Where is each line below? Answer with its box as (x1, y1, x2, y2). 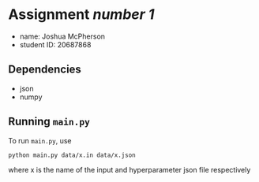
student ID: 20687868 (19, 39, 92, 49)
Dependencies (8, 63, 81, 76)
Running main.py (8, 115, 91, 128)
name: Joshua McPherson (19, 32, 105, 41)
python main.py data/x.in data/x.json (8, 151, 136, 159)
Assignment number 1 (8, 6, 155, 24)
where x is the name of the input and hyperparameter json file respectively (8, 165, 251, 175)
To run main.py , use (8, 136, 72, 145)
